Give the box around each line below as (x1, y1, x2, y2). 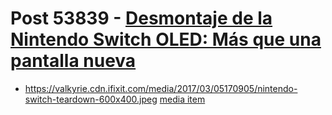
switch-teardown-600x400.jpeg (24, 93, 158, 105)
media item (159, 93, 206, 105)
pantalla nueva (10, 50, 137, 72)
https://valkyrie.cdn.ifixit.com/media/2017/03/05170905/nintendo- (24, 82, 298, 94)
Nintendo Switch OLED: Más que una (10, 28, 322, 51)
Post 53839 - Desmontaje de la (10, 7, 273, 30)
